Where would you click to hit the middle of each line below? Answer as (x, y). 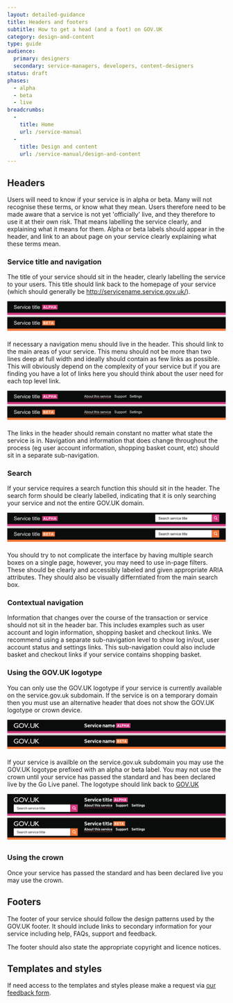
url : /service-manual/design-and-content (80, 154)
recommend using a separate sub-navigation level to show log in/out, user (113, 640)
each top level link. (34, 381)
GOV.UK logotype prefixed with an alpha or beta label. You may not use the (114, 769)
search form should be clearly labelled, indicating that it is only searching (112, 495)
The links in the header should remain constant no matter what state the (110, 433)
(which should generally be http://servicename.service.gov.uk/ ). (99, 292)
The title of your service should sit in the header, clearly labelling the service (116, 277)
